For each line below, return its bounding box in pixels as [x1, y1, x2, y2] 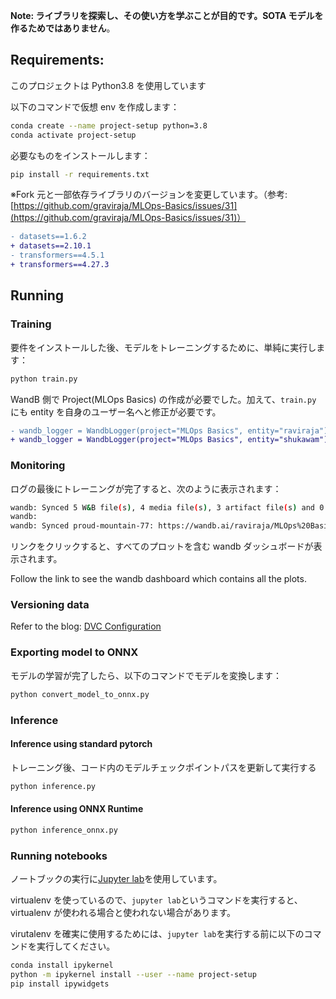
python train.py [10, 374, 78, 384]
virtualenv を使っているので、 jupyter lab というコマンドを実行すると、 [10, 894, 303, 906]
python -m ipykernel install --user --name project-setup [10, 969, 257, 979]
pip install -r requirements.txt [10, 169, 150, 179]
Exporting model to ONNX [10, 645, 139, 659]
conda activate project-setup [10, 130, 137, 140]
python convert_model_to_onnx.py [10, 689, 150, 699]
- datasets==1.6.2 [10, 232, 87, 242]
